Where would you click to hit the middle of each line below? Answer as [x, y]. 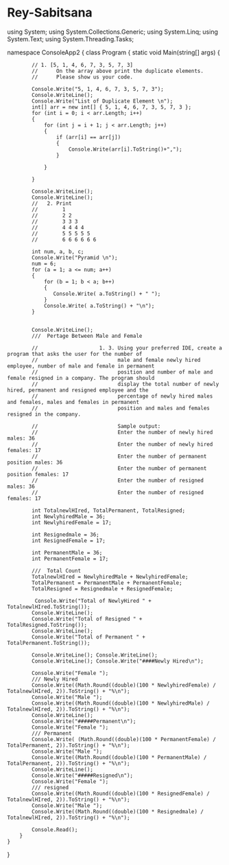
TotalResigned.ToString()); [47, 625]
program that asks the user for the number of [75, 354]
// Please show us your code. [83, 77]
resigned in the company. [44, 414]
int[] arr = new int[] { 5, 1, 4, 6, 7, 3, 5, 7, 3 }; [112, 107]
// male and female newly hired [116, 360]
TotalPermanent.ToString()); [49, 643]
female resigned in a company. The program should [81, 378]
